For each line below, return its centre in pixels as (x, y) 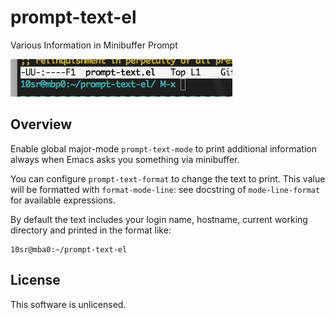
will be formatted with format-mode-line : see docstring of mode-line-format (165, 189)
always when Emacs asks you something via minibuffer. (125, 159)
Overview (41, 124)
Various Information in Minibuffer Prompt (94, 45)
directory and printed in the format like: (91, 230)
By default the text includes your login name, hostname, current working (159, 219)
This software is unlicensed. (68, 304)
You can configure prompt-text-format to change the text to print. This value (168, 178)
